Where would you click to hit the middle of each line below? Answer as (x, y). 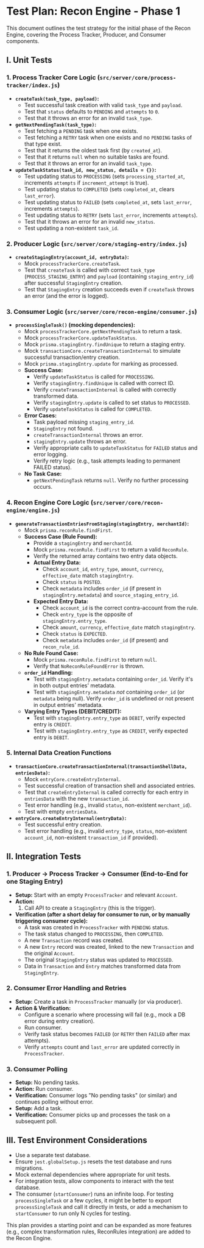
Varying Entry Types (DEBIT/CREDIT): (73, 711)
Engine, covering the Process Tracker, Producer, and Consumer (86, 34)
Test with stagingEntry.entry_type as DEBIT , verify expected (109, 718)
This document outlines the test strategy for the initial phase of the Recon (98, 28)
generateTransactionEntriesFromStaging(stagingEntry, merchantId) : (102, 523)
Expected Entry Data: (61, 601)
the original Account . (49, 953)
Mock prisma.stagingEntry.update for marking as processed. (101, 364)
